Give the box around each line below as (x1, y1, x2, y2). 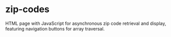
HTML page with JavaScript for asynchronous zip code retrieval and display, (5, 20, 166, 26)
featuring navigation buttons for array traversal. (5, 25, 105, 31)
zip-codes (5, 4, 50, 15)
